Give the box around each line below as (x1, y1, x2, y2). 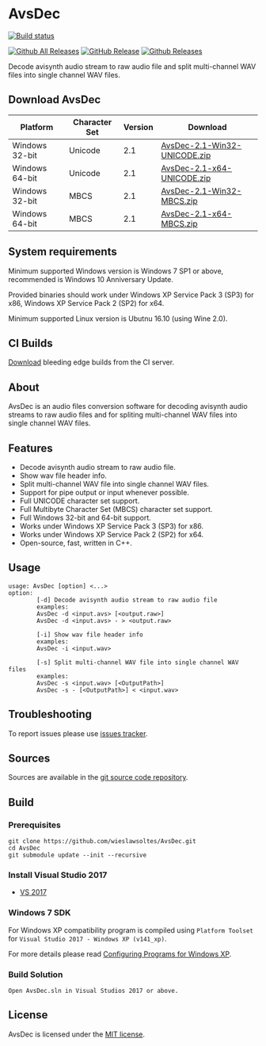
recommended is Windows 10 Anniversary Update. (8, 274, 174, 284)
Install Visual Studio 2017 (8, 869, 108, 880)
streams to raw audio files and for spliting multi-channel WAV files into (8, 410, 237, 420)
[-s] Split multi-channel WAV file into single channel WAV (36, 659, 239, 666)
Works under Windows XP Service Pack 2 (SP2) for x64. (19, 530, 204, 539)
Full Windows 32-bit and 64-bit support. (19, 513, 152, 522)
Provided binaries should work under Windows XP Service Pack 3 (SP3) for (8, 290, 254, 300)
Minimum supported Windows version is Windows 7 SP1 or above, (8, 266, 224, 276)
